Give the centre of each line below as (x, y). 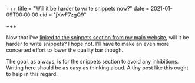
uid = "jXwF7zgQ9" (63, 15)
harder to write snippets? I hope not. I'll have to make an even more (88, 44)
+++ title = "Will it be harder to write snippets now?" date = (78, 9)
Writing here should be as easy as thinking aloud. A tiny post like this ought (97, 68)
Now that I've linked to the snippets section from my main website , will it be (97, 37)
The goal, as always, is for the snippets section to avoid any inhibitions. (92, 62)
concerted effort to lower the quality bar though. (65, 50)
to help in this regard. (32, 74)
